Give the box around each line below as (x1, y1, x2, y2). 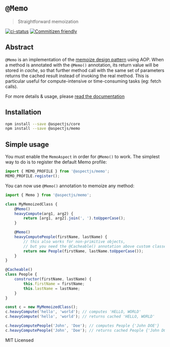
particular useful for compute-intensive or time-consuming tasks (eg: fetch (5, 78, 161, 84)
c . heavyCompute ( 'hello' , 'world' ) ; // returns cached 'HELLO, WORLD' (5, 314, 155, 319)
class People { (5, 272, 37, 277)
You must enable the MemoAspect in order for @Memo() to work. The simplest (5, 154, 160, 160)
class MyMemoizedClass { (5, 201, 58, 206)
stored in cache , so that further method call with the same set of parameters (5, 67, 164, 73)
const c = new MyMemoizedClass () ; (5, 304, 78, 310)
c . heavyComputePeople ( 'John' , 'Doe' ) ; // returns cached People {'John (5, 328, 159, 333)
